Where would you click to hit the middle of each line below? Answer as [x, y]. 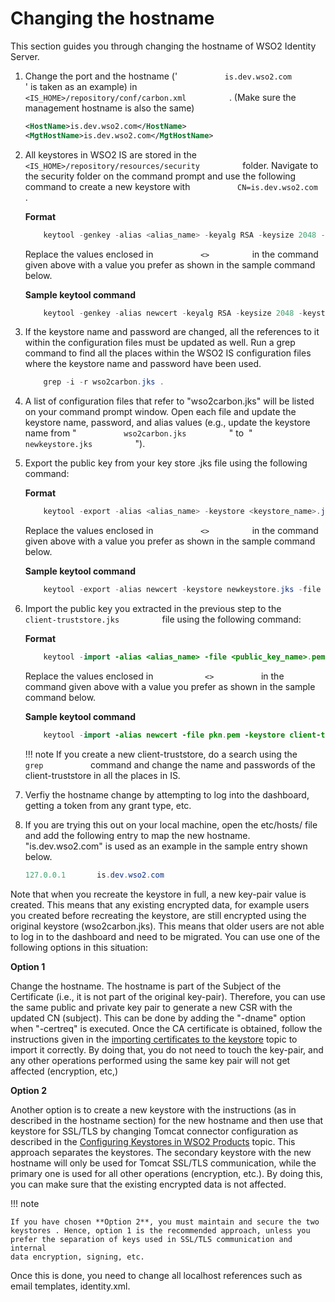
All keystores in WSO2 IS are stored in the [110, 154]
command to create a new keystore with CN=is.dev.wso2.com [171, 186]
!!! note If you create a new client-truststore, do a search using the [161, 754]
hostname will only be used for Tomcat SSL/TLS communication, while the [163, 1163]
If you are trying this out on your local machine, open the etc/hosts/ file [171, 824]
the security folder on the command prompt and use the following [160, 176]
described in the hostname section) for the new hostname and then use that [167, 1120]
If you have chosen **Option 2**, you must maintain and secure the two [165, 1222]
